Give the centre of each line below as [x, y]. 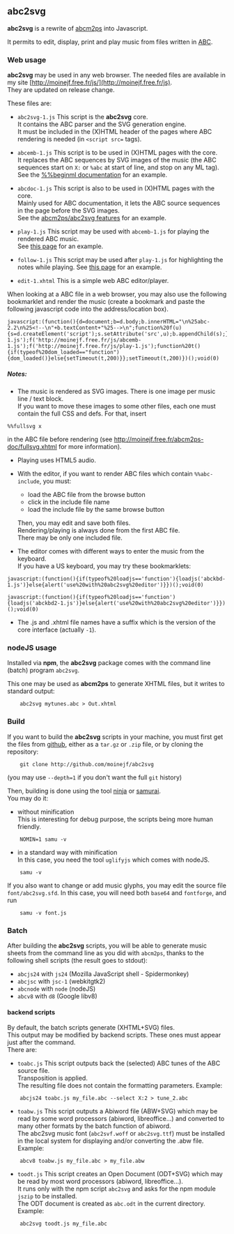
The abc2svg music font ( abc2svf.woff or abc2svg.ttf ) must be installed [121, 1134]
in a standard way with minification [67, 852]
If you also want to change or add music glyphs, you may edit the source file [117, 885]
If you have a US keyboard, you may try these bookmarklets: [104, 566]
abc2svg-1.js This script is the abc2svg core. [83, 117]
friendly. [29, 826]
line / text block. [40, 399]
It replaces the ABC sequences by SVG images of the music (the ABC [117, 160]
